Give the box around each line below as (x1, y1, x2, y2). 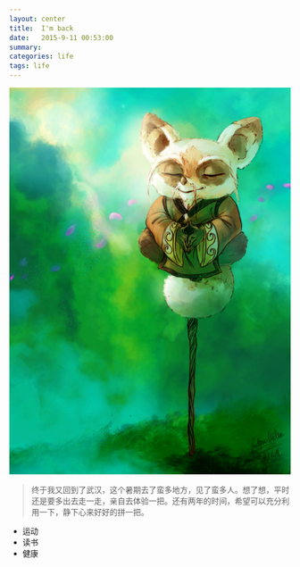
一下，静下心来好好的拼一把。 (38, 507, 149, 518)
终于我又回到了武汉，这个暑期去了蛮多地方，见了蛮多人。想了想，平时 (30, 485, 290, 496)
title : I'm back (9, 23, 74, 33)
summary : (9, 43, 42, 52)
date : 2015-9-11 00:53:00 (9, 33, 114, 42)
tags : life (9, 62, 50, 71)
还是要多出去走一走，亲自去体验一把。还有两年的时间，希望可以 (30, 496, 266, 506)
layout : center (9, 14, 66, 23)
